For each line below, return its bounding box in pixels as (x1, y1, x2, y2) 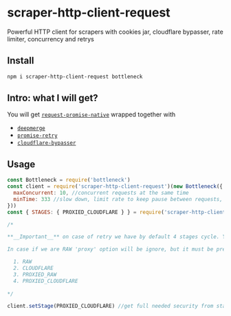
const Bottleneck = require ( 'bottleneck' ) (7, 177, 131, 184)
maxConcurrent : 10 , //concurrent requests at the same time (13, 189, 189, 196)
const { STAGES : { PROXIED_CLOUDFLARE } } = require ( (7, 209, 165, 215)
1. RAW (13, 258, 32, 266)
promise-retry (16, 132, 58, 139)
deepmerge (16, 125, 46, 132)
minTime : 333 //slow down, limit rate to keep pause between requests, (13, 196, 223, 202)
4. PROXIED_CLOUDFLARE (13, 277, 78, 284)
